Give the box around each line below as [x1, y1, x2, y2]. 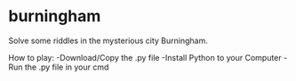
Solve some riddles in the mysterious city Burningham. [8, 35, 208, 46]
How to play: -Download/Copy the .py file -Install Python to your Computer [8, 52, 282, 63]
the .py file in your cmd [24, 62, 109, 72]
